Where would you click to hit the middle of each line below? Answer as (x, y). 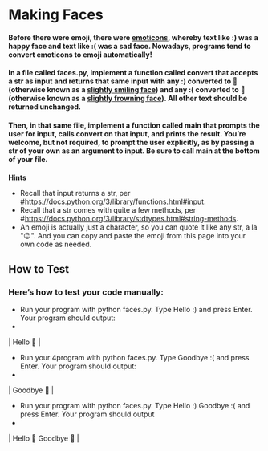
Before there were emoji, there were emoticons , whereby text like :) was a (133, 37)
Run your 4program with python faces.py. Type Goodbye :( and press (134, 358)
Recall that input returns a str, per (75, 193)
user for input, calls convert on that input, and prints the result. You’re (127, 133)
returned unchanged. (45, 107)
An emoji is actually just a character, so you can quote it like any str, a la (138, 227)
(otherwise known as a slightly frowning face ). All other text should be (128, 99)
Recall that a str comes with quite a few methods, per (108, 209)
